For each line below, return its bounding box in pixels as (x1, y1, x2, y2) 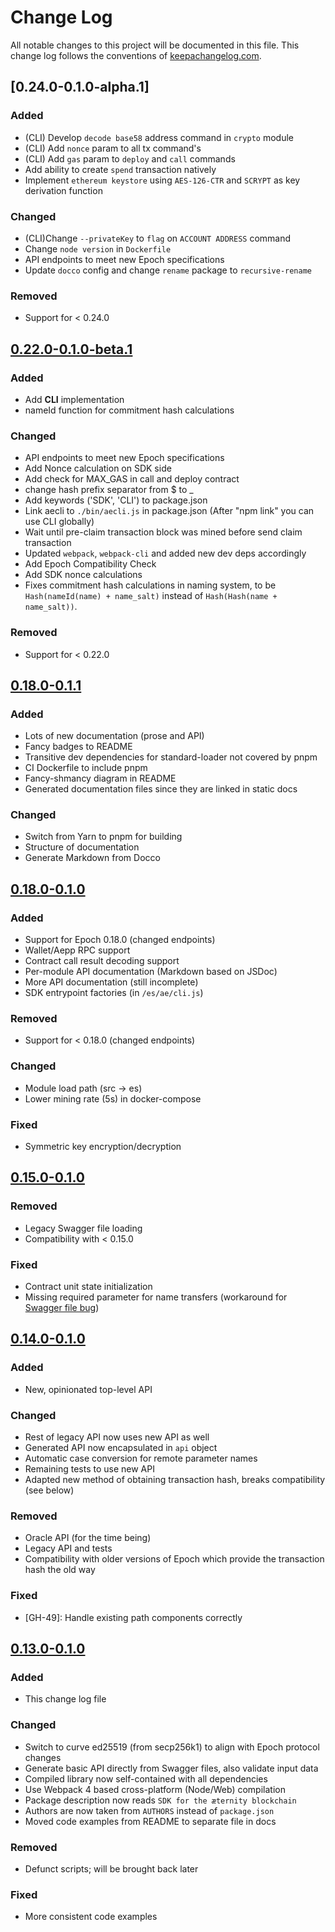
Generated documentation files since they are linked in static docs (24, 783, 298, 795)
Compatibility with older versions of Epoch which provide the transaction (24, 1553, 325, 1565)
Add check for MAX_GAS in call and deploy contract (24, 473, 240, 485)
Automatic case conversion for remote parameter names (24, 1452, 258, 1465)
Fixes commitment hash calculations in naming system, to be (24, 579, 277, 591)
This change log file (24, 1693, 107, 1705)
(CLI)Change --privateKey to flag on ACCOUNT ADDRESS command (24, 232, 292, 244)
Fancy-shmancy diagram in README (24, 772, 177, 785)
